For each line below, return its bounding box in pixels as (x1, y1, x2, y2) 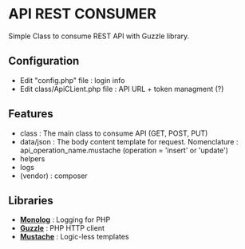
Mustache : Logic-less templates (19, 232, 129, 242)
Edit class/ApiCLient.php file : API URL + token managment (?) (19, 84, 224, 93)
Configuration (8, 54, 80, 68)
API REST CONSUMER (8, 5, 157, 23)
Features (8, 107, 53, 121)
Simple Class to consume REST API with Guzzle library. (8, 31, 190, 41)
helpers (19, 153, 45, 164)
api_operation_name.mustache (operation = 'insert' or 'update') (19, 145, 229, 155)
